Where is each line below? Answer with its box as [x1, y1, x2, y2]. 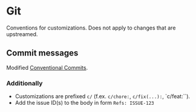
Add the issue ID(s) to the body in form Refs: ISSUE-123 [15, 99, 154, 107]
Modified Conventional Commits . [6, 64, 88, 71]
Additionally [6, 79, 43, 87]
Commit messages [6, 48, 79, 58]
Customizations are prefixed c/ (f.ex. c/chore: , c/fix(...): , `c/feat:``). [15, 93, 191, 100]
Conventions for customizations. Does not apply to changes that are [6, 24, 176, 31]
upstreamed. [6, 30, 38, 37]
